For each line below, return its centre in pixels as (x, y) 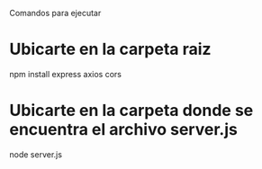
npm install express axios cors (65, 74)
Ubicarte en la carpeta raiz (110, 49)
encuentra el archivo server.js (124, 130)
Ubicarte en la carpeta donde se (131, 111)
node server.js (36, 154)
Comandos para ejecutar (55, 13)
